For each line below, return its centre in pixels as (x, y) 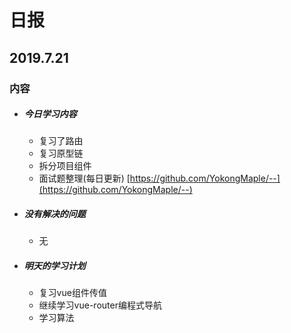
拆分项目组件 (65, 166)
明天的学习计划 (54, 266)
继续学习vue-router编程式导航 (100, 305)
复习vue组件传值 (72, 293)
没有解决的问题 (54, 214)
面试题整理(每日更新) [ (84, 178)
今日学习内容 (50, 114)
